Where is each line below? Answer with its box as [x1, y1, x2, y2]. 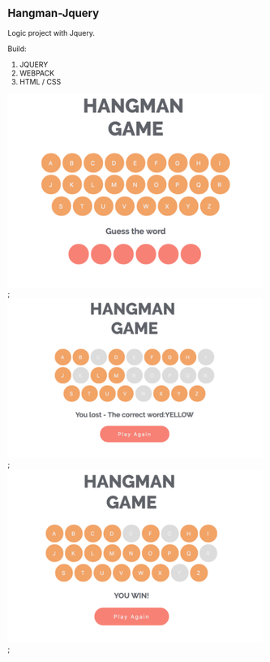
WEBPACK [19, 68, 54, 78]
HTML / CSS [19, 76, 62, 86]
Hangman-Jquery [7, 6, 100, 20]
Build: [7, 44, 27, 54]
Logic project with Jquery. [7, 28, 95, 37]
